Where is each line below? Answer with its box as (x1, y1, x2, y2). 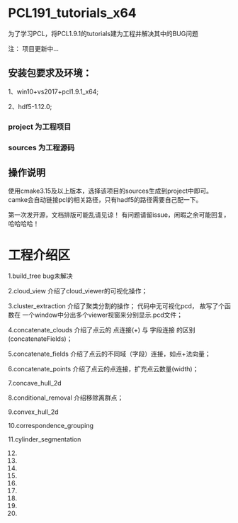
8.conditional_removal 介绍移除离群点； (8, 393, 124, 402)
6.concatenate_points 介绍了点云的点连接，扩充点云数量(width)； (8, 365, 199, 373)
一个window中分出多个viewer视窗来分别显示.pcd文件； (21, 310, 183, 320)
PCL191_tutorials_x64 (8, 5, 137, 21)
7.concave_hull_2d (8, 379, 62, 388)
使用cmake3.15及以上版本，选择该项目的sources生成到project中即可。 (8, 186, 213, 196)
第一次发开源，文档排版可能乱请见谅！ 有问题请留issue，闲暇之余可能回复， (8, 210, 230, 219)
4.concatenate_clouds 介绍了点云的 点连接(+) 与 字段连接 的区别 (8, 326, 195, 334)
